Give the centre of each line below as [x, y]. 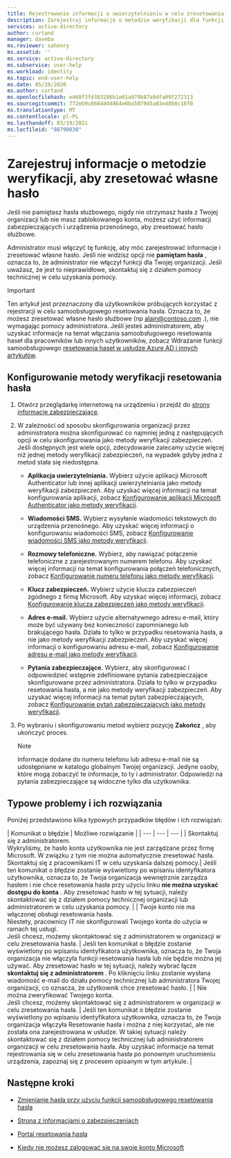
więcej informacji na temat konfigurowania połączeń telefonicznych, [124, 569]
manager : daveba [30, 39]
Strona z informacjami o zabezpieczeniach [78, 1120]
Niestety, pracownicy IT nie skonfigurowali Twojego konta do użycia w [108, 921]
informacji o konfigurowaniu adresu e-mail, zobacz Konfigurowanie [123, 647]
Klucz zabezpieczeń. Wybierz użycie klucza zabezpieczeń [112, 590]
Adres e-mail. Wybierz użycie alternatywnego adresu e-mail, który [123, 617]
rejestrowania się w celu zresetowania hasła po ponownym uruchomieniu [111, 1053]
